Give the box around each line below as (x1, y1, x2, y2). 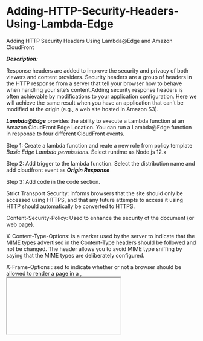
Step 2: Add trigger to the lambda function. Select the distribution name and (6, 160, 195, 167)
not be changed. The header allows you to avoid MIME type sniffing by (6, 245, 182, 252)
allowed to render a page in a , (6, 270, 82, 277)
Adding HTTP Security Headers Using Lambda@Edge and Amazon (6, 37, 173, 44)
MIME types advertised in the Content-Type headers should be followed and (6, 239, 196, 246)
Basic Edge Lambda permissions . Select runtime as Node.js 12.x (6, 148, 167, 155)
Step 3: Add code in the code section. (6, 178, 101, 185)
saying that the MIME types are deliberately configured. (6, 252, 145, 259)
